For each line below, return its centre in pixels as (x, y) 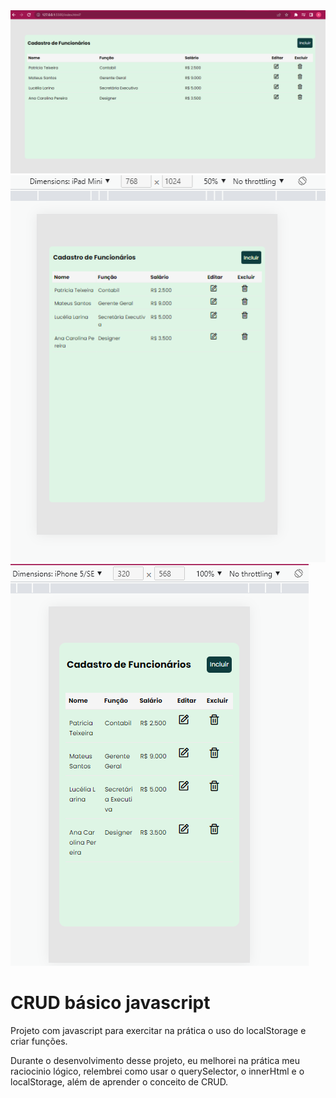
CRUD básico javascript (110, 1002)
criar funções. (39, 1041)
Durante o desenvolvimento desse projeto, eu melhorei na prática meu (155, 1060)
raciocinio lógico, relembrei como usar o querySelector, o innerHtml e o (157, 1071)
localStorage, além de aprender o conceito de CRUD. (119, 1081)
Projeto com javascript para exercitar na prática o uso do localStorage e (158, 1030)
